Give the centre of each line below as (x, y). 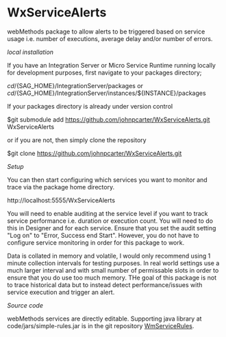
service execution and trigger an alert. (61, 292)
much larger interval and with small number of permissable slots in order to (113, 270)
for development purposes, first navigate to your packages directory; (104, 72)
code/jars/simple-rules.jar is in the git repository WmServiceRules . (101, 325)
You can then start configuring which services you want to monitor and (107, 180)
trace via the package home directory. (61, 187)
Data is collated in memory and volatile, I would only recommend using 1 (109, 256)
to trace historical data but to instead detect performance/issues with (105, 284)
